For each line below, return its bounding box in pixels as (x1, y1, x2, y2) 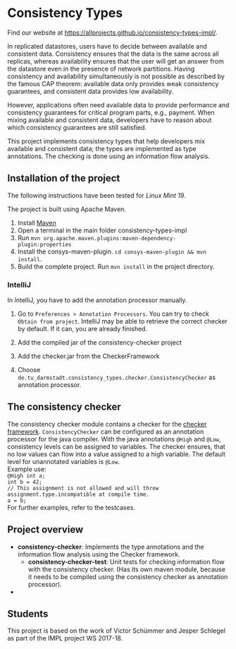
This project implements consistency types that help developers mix (7, 136, 206, 145)
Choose (17, 366, 41, 374)
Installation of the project (7, 172, 120, 184)
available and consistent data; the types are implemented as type (7, 144, 197, 153)
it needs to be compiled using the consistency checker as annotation (27, 572, 228, 580)
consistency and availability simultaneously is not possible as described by (7, 72, 225, 81)
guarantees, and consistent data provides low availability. (7, 87, 174, 95)
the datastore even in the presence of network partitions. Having (7, 64, 195, 73)
